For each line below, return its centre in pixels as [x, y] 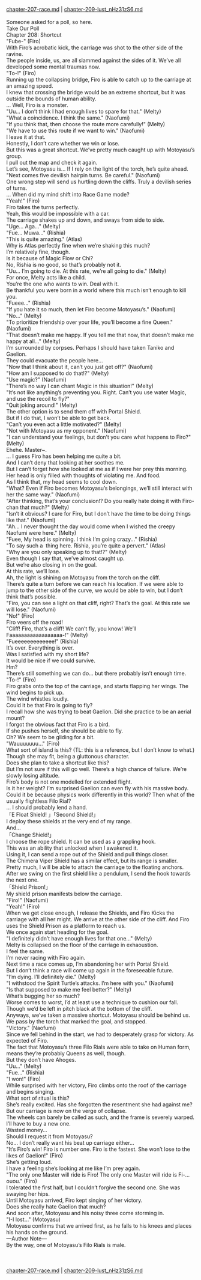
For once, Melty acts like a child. [46, 277]
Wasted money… [27, 1130]
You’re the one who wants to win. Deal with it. [63, 284]
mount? [16, 718]
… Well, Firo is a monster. [37, 105]
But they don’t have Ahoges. [41, 1060]
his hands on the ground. [37, 1232]
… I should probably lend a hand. [47, 807]
